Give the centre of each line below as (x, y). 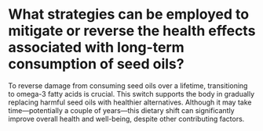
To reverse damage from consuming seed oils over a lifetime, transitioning (128, 85)
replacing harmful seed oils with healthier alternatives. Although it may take (130, 102)
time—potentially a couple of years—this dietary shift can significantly (121, 110)
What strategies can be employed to (129, 14)
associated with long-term (96, 48)
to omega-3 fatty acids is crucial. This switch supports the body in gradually (131, 94)
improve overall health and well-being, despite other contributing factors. (126, 119)
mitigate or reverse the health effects (132, 31)
